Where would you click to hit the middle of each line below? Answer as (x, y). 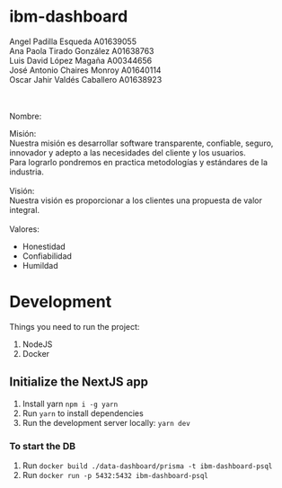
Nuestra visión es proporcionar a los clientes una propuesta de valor (136, 200)
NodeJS (37, 344)
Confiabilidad (47, 256)
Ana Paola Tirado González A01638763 (82, 50)
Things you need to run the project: (75, 326)
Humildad (40, 265)
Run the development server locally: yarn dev (106, 422)
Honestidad (44, 246)
